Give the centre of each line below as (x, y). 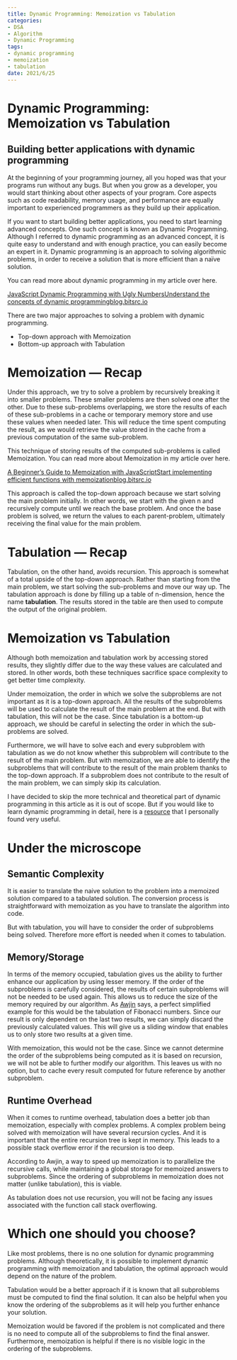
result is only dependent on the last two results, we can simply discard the (116, 1019)
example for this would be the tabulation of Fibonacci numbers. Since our (114, 1012)
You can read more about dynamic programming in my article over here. (112, 280)
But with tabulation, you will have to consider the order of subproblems (111, 927)
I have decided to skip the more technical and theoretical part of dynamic (114, 797)
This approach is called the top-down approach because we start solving (114, 494)
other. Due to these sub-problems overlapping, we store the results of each (117, 407)
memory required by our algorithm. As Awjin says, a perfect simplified (109, 1004)
